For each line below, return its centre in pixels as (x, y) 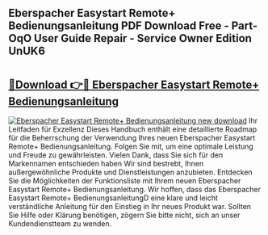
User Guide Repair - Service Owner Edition (143, 38)
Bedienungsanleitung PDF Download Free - (119, 26)
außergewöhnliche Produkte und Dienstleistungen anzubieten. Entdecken (130, 172)
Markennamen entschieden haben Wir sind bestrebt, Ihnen (106, 164)
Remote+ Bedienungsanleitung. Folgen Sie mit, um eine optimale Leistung (131, 146)
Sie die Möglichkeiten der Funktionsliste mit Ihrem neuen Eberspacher (125, 180)
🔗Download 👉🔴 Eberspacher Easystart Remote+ (134, 84)
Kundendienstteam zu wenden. (60, 224)
